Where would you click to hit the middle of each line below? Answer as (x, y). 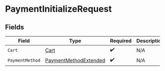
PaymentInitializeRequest (58, 9)
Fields (15, 27)
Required (121, 41)
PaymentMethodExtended (75, 60)
